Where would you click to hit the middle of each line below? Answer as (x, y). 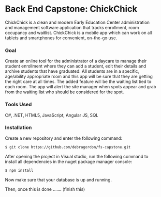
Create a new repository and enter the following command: (64, 138)
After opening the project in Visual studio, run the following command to (77, 156)
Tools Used (19, 104)
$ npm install (19, 170)
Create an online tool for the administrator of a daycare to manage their (76, 61)
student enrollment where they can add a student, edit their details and (76, 66)
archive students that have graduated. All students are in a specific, (72, 71)
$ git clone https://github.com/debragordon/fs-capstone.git (68, 147)
